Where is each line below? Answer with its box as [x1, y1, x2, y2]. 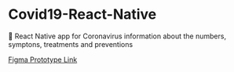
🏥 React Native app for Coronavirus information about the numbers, [8, 31, 226, 41]
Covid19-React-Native [8, 5, 157, 23]
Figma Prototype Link [8, 55, 78, 64]
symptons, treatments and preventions [8, 39, 133, 49]
